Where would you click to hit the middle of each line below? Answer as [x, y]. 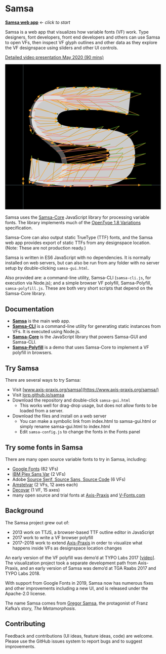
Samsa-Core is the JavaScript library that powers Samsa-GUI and [80, 337]
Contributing [25, 624]
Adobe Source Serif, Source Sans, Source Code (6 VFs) [69, 479]
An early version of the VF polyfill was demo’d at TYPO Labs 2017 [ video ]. [80, 557]
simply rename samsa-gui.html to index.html [65, 427]
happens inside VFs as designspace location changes [67, 548]
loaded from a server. [41, 411]
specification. [19, 228]
